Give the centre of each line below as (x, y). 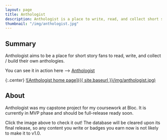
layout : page (19, 10)
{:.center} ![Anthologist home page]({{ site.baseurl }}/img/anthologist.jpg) (81, 80)
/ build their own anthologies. (35, 61)
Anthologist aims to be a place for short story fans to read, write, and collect (83, 56)
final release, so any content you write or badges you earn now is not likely (82, 128)
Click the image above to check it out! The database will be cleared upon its (83, 123)
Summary (21, 43)
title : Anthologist (25, 14)
